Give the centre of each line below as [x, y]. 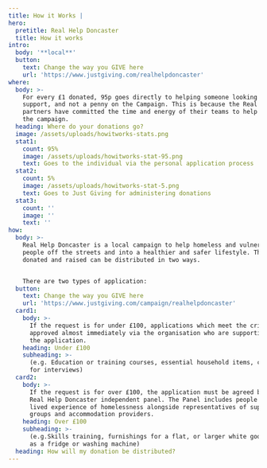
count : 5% [39, 179]
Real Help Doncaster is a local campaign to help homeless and [130, 245]
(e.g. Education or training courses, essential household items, [141, 363]
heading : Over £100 [55, 422]
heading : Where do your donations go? [80, 127]
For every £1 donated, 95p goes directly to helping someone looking [140, 97]
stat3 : [26, 201]
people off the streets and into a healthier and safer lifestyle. [136, 252]
